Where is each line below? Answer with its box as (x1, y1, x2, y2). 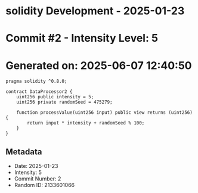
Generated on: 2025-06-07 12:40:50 (5, 58, 192, 72)
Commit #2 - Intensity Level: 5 (5, 32, 159, 45)
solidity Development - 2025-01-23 (5, 4, 185, 18)
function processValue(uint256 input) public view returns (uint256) (16, 110, 193, 116)
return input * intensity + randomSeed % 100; (27, 120, 145, 126)
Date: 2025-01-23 (14, 163, 58, 170)
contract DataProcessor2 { (5, 89, 73, 95)
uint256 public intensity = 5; (16, 94, 94, 100)
